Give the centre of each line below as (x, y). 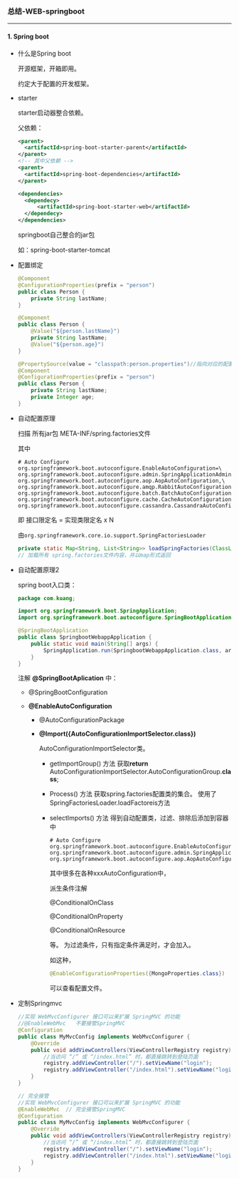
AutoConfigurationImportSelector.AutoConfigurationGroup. (136, 772)
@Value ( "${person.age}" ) (68, 344)
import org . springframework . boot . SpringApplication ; (97, 611)
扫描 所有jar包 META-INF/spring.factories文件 (84, 433)
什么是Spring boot (44, 53)
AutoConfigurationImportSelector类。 (94, 748)
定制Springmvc (40, 1004)
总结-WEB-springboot (46, 11)
